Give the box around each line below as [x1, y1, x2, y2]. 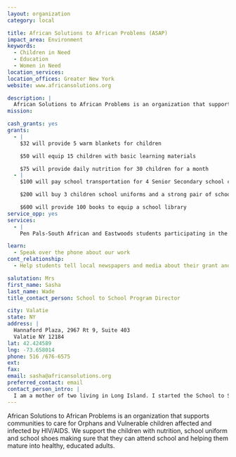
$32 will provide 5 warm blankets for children [20, 140, 162, 147]
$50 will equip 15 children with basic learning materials [20, 153, 197, 160]
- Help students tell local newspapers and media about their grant [13, 262, 218, 269]
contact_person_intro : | [7, 385, 80, 392]
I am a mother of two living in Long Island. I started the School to [13, 392, 225, 399]
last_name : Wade [7, 288, 55, 295]
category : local [7, 17, 55, 24]
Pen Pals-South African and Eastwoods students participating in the [20, 230, 228, 237]
